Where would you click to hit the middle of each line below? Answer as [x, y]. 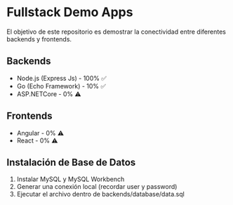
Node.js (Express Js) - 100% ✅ [61, 78]
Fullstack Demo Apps [70, 12]
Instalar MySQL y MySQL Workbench [71, 179]
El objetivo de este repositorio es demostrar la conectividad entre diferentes [116, 32]
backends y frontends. [39, 39]
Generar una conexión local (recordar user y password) [97, 187]
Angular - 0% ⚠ [40, 133]
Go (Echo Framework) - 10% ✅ [61, 86]
